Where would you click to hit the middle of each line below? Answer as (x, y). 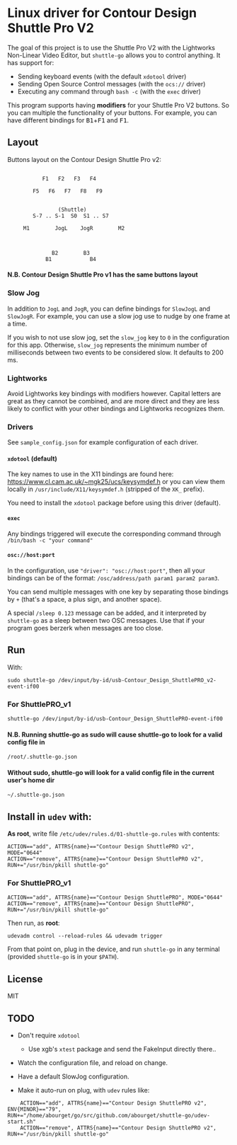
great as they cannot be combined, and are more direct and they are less (114, 401)
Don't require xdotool (48, 1035)
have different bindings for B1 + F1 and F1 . (68, 120)
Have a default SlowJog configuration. (73, 1076)
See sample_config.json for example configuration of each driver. (103, 442)
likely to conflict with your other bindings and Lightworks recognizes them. (116, 408)
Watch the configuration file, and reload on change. (93, 1063)
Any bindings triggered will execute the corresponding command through (114, 534)
